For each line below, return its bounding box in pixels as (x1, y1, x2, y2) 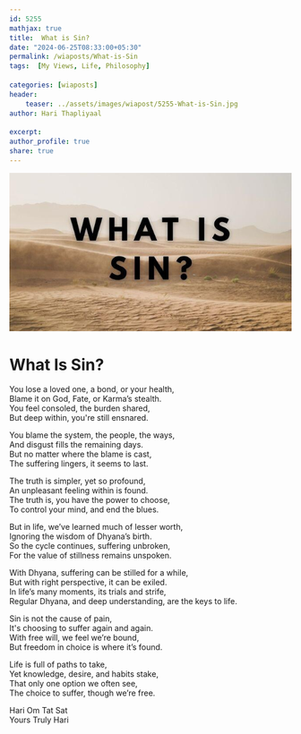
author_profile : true (9, 137, 90, 147)
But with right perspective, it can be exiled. (9, 577, 168, 588)
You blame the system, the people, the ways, (9, 430, 176, 440)
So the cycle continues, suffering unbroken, (9, 541, 171, 551)
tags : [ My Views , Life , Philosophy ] (9, 62, 150, 71)
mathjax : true (9, 23, 63, 33)
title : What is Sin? (9, 33, 90, 42)
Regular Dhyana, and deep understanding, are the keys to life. (9, 596, 237, 607)
